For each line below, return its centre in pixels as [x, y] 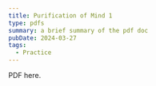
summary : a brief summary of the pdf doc [78, 30]
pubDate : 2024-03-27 [43, 38]
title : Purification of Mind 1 [60, 16]
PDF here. [25, 75]
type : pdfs [26, 23]
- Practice [34, 53]
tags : [17, 45]
